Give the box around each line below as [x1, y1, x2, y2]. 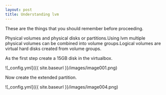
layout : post [5, 7, 32, 12]
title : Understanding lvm [5, 12, 59, 17]
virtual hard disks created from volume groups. [5, 46, 102, 51]
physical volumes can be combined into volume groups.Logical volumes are [5, 40, 161, 46]
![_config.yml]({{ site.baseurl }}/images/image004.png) [5, 84, 119, 90]
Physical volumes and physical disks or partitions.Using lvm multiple [5, 35, 146, 41]
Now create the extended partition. [5, 74, 77, 80]
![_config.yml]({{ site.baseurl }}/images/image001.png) [5, 65, 118, 71]
